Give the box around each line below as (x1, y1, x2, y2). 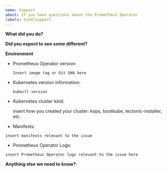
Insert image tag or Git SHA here (12, 70, 86, 76)
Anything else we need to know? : (5, 161, 78, 167)
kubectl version (12, 89, 47, 94)
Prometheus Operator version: (12, 61, 77, 67)
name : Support (5, 7, 36, 13)
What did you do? (5, 31, 43, 37)
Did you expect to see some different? (5, 41, 88, 47)
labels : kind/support (5, 17, 52, 22)
